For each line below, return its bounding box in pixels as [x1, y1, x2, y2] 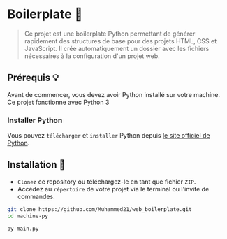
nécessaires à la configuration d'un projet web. [24, 52, 161, 60]
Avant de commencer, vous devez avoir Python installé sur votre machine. [7, 90, 220, 99]
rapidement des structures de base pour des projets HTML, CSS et [24, 36, 217, 45]
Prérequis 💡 [7, 72, 59, 84]
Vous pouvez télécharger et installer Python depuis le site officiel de [7, 131, 210, 140]
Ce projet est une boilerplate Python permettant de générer [24, 29, 196, 38]
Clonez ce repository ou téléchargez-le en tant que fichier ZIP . [17, 178, 196, 186]
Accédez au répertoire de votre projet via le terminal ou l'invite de [17, 184, 210, 193]
